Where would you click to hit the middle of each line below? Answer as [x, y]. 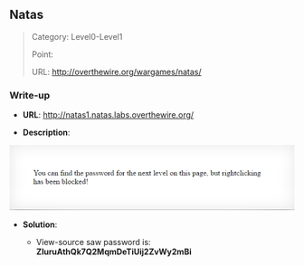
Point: [43, 54]
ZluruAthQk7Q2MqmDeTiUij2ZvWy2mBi [114, 252]
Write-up [30, 95]
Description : [46, 133]
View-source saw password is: [93, 242]
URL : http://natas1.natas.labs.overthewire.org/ [108, 115]
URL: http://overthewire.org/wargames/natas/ [116, 71]
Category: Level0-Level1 [77, 36]
